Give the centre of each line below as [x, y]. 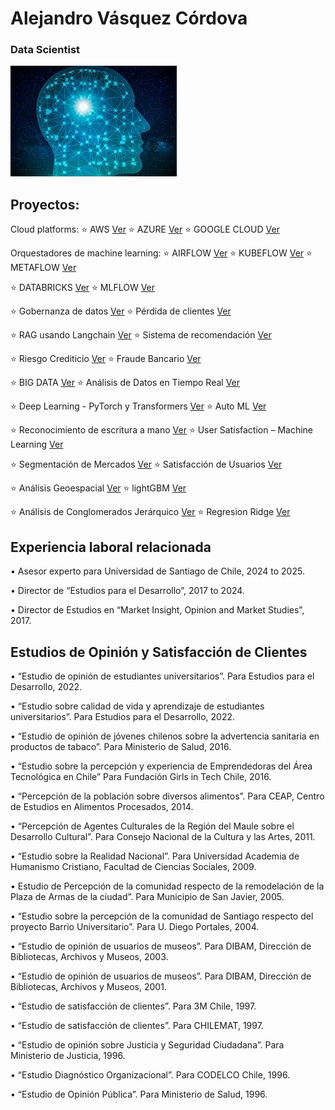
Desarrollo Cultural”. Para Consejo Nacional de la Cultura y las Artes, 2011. [163, 836]
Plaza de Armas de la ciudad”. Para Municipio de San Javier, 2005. [147, 896]
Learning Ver [37, 444]
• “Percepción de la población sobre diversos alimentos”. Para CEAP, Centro [167, 796]
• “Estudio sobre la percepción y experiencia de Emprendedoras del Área [161, 766]
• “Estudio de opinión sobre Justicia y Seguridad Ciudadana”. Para [147, 1044]
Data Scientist [45, 50]
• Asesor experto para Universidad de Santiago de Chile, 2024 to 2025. [157, 571]
